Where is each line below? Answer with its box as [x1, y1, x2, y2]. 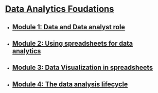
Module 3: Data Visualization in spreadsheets [12, 63, 153, 72]
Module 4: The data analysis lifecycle [12, 80, 128, 88]
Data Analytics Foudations [5, 3, 114, 15]
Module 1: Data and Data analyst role [12, 23, 125, 31]
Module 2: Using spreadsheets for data [12, 39, 133, 47]
